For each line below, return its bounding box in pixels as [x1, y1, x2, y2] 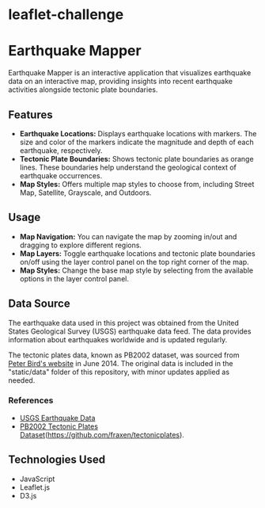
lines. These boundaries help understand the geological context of [19, 162, 237, 172]
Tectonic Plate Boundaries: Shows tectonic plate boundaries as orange [19, 154, 255, 163]
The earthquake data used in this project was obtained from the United [8, 318, 240, 327]
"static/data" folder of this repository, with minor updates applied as [8, 367, 230, 376]
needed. [8, 375, 36, 385]
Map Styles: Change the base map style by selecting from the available [19, 265, 254, 275]
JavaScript [19, 474, 55, 483]
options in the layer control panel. [19, 273, 129, 283]
